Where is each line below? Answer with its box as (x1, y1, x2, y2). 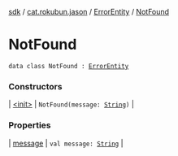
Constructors (8, 80, 63, 92)
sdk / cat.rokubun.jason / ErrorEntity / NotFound (8, 7, 169, 16)
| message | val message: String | (8, 138, 124, 148)
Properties (8, 119, 51, 131)
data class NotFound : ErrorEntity (8, 62, 129, 70)
